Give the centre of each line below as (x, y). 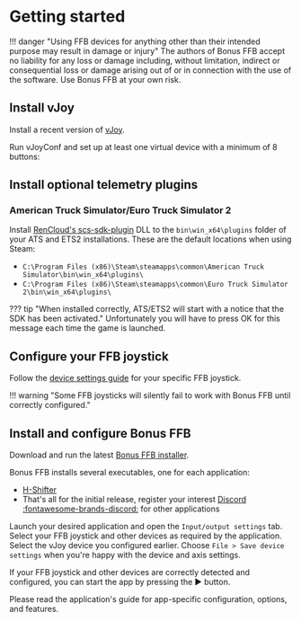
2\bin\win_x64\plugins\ (67, 293)
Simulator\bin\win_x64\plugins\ (83, 275)
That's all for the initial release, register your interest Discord (134, 500)
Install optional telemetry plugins (104, 185)
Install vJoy (42, 108)
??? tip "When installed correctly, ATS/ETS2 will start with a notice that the (147, 309)
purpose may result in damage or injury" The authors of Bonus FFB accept (147, 50)
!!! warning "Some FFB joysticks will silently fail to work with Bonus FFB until (150, 395)
